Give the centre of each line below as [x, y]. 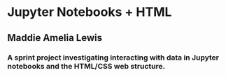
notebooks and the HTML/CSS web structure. [86, 66]
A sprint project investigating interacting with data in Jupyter [113, 58]
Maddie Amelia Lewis [55, 38]
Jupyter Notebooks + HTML [90, 12]
